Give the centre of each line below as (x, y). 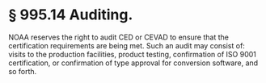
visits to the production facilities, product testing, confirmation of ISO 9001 (132, 54)
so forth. (23, 71)
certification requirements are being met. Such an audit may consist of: (127, 45)
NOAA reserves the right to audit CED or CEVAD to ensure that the (118, 37)
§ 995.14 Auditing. (71, 15)
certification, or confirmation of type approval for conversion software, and (133, 63)
